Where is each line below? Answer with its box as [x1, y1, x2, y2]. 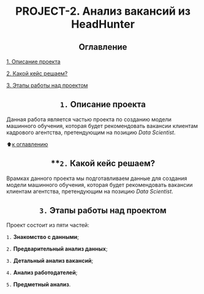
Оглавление [78, 42, 127, 52]
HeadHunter [71, 17, 135, 31]
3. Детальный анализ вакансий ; [6, 257, 94, 265]
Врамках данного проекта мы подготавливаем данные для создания [6, 175, 187, 182]
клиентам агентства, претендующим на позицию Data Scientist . [6, 187, 173, 195]
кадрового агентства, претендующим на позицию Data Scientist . [6, 129, 176, 136]
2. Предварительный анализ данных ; [6, 245, 108, 252]
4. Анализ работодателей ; [6, 269, 78, 276]
